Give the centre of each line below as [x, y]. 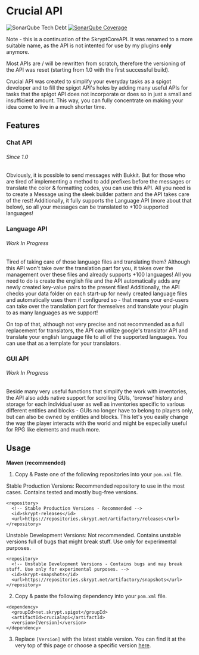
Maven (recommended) [36, 463]
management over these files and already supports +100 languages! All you [99, 274]
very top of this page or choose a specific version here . [83, 645]
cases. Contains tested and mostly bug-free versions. [72, 492]
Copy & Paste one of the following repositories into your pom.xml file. [99, 474]
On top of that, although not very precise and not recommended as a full [95, 324]
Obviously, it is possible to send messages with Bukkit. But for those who [96, 175]
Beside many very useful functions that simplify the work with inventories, [97, 391]
